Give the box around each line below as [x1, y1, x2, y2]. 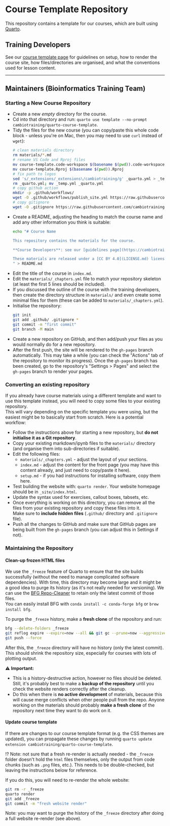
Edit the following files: [12, 451, 60, 457]
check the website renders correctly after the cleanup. [12, 686, 126, 692]
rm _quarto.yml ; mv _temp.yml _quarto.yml [12, 181, 104, 186]
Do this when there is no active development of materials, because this [12, 691, 162, 697]
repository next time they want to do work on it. [12, 707, 112, 713]
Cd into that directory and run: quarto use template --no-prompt [12, 116, 147, 122]
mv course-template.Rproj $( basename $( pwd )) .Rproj [12, 167, 124, 172]
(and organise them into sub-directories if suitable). [12, 446, 120, 452]
